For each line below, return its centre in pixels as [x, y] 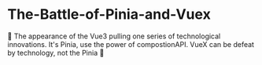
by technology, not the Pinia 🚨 [56, 52]
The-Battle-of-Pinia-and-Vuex [109, 14]
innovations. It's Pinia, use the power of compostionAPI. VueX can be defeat [131, 44]
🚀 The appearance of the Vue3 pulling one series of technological [114, 36]
